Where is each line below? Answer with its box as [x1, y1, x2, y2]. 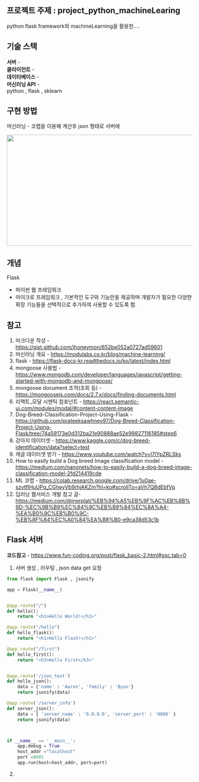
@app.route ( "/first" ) [6, 646, 60, 652]
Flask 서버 [6, 535, 43, 545]
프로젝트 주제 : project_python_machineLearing [6, 5, 181, 16]
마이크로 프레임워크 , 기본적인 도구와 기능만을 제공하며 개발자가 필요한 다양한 [15, 294, 193, 301]
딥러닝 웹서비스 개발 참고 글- [15, 491, 81, 498]
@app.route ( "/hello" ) [6, 624, 60, 630]
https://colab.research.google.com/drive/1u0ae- [39, 477, 156, 484]
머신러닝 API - [6, 81, 40, 88]
